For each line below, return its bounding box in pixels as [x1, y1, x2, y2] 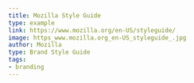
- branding [8, 63, 45, 71]
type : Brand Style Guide [8, 48, 91, 56]
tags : [8, 56, 26, 64]
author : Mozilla [8, 41, 62, 49]
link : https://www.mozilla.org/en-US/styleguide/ [8, 26, 177, 34]
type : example [8, 19, 56, 27]
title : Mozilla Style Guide [8, 11, 102, 20]
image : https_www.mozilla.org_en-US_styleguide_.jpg [8, 33, 187, 42]
